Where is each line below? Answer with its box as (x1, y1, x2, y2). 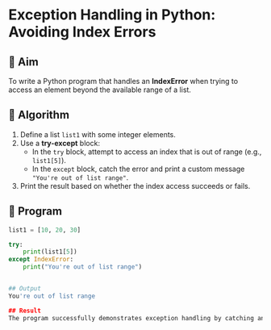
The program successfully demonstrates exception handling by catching (8, 314, 254, 322)
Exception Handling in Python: (8, 6, 216, 24)
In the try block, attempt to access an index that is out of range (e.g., (31, 147, 262, 157)
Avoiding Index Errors (8, 23, 156, 41)
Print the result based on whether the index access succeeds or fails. (19, 181, 251, 190)
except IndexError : (8, 256, 74, 264)
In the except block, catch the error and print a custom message (31, 164, 245, 173)
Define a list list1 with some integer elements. (19, 129, 176, 139)
